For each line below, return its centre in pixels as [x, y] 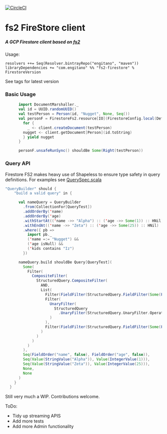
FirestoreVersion [23, 72]
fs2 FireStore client [45, 28]
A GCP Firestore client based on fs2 [43, 42]
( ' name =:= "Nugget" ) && [53, 239]
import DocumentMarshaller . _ [48, 105]
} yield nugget [39, 137]
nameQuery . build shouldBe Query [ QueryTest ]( [65, 262]
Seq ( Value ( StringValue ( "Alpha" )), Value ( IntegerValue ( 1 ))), [86, 359]
